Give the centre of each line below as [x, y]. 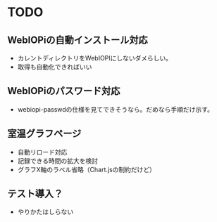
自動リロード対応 [42, 152]
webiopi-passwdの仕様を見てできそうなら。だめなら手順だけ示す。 [115, 109]
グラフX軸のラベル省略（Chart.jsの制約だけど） [87, 169]
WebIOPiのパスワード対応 [64, 91]
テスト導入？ [35, 194]
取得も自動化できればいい [55, 67]
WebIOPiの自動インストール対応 [77, 40]
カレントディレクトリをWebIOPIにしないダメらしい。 [95, 58]
